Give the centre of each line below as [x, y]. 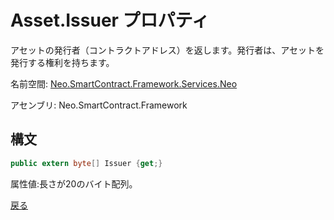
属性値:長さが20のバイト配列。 [74, 183]
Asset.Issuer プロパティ [110, 20]
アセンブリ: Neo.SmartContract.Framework [99, 105]
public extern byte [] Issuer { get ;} [86, 163]
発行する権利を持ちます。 [62, 62]
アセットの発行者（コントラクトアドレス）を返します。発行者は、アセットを [167, 50]
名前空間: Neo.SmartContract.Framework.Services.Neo [124, 83]
